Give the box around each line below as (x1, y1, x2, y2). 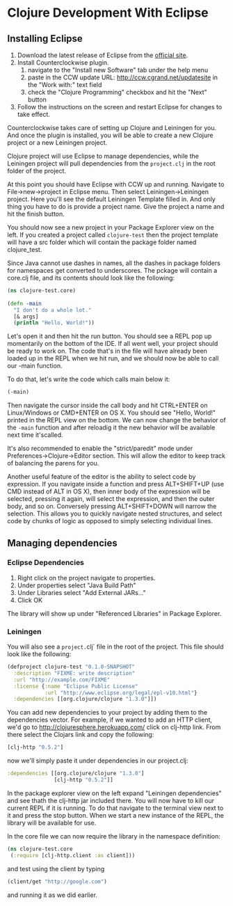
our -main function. (7, 362, 63, 370)
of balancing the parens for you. (7, 459, 99, 468)
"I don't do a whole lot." (13, 306, 92, 314)
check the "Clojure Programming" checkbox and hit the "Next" (27, 88, 207, 96)
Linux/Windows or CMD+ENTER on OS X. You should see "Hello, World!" (7, 408, 216, 417)
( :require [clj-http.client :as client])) (10, 852, 136, 859)
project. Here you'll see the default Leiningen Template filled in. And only (7, 195, 216, 203)
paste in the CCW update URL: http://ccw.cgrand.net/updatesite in (27, 73, 218, 81)
